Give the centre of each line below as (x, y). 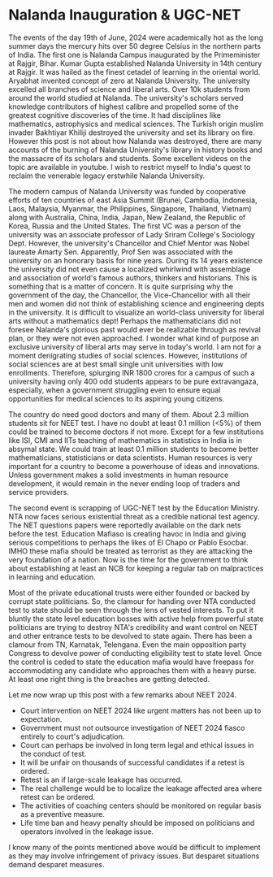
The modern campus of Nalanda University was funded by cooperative (127, 191)
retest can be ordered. (58, 797)
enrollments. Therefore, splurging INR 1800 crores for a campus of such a (132, 372)
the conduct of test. (53, 753)
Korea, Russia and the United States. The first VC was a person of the (125, 226)
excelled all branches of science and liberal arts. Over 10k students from (129, 89)
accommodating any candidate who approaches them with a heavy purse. (132, 670)
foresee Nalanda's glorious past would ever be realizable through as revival (135, 329)
